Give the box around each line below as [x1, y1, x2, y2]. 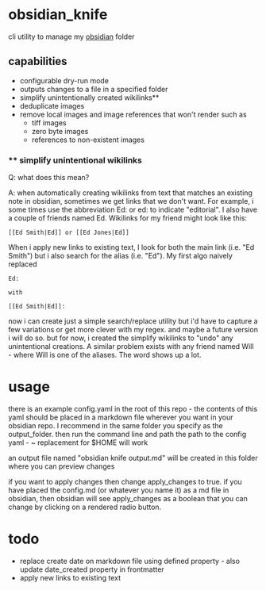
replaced [8, 259, 37, 269]
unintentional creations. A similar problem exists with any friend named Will [8, 342, 254, 351]
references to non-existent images [31, 135, 145, 144]
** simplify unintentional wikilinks [8, 155, 143, 166]
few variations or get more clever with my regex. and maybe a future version [8, 325, 258, 335]
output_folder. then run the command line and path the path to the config [8, 429, 247, 439]
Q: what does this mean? [8, 173, 90, 182]
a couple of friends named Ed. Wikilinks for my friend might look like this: [8, 213, 248, 223]
